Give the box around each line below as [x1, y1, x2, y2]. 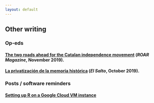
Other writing [5, 25, 46, 34]
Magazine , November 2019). [5, 57, 64, 63]
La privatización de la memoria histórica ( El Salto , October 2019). [5, 68, 140, 74]
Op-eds [5, 39, 23, 46]
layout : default [5, 7, 38, 12]
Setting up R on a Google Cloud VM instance [5, 92, 96, 98]
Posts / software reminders [5, 80, 71, 87]
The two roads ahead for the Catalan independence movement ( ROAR [5, 51, 150, 57]
